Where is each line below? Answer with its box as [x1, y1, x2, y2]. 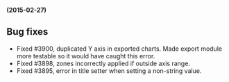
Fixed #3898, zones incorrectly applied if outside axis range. [16, 59, 190, 67]
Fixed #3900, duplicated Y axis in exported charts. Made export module [16, 44, 223, 53]
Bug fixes [6, 26, 49, 38]
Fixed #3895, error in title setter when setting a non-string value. [16, 66, 202, 75]
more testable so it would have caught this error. [16, 51, 155, 60]
